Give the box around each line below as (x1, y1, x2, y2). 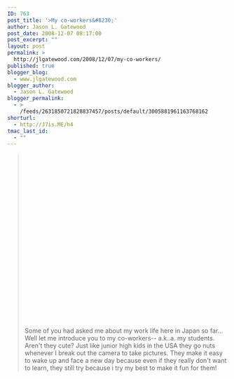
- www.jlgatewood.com (13, 75, 77, 83)
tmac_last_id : (7, 128, 49, 135)
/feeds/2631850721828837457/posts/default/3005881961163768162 (20, 108, 209, 115)
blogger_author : (7, 82, 55, 89)
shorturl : (7, 114, 36, 121)
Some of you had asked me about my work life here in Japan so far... (24, 326, 223, 335)
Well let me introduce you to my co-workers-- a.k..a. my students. (24, 334, 215, 343)
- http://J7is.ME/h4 (13, 120, 74, 128)
